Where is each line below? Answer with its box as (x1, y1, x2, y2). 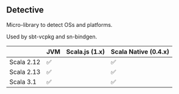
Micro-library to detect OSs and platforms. (6, 21, 113, 28)
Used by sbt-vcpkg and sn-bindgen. (6, 33, 97, 40)
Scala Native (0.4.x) (110, 47, 169, 56)
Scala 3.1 (9, 78, 37, 86)
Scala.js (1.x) (66, 47, 105, 56)
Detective (6, 5, 44, 15)
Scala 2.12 (9, 57, 41, 66)
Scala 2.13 (9, 67, 41, 76)
